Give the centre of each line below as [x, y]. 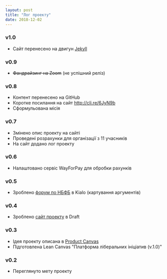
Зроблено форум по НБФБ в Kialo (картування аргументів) [77, 192]
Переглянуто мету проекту [42, 271]
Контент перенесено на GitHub [46, 97]
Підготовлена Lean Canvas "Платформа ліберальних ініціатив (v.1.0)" [87, 247]
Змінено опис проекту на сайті [46, 133]
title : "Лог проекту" [28, 15]
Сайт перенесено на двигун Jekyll [50, 49]
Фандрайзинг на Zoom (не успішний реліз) [59, 73]
